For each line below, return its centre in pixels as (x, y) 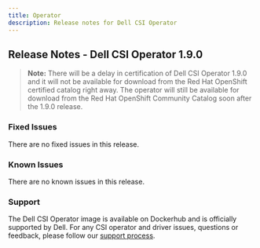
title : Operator (35, 15)
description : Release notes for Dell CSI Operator (93, 23)
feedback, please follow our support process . (82, 235)
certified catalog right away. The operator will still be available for (133, 90)
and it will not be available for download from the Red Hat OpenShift (137, 82)
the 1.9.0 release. (55, 107)
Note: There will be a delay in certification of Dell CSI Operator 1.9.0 (137, 73)
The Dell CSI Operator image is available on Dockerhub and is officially (123, 219)
